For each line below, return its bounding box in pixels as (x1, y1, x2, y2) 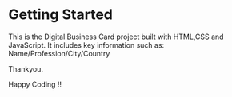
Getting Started (8, 6, 114, 24)
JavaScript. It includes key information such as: (8, 40, 165, 49)
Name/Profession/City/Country (8, 48, 110, 58)
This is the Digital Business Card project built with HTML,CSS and (8, 32, 224, 41)
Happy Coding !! (8, 80, 62, 89)
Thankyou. (8, 64, 44, 73)
